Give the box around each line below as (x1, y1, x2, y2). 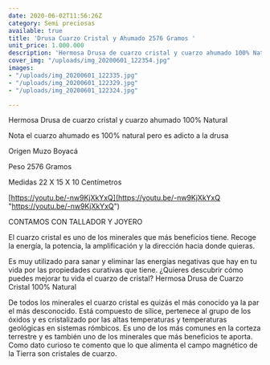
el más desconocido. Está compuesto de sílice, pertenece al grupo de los (8, 306, 252, 316)
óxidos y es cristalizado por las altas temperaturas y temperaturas (8, 314, 227, 325)
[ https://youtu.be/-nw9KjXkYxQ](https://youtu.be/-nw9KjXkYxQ (8, 193, 221, 203)
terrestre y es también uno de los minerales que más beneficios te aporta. (8, 332, 253, 342)
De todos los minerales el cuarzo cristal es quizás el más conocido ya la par (8, 298, 260, 307)
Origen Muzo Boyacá (8, 146, 79, 156)
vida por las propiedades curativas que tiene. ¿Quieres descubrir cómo (8, 266, 243, 275)
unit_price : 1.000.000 (8, 42, 84, 50)
